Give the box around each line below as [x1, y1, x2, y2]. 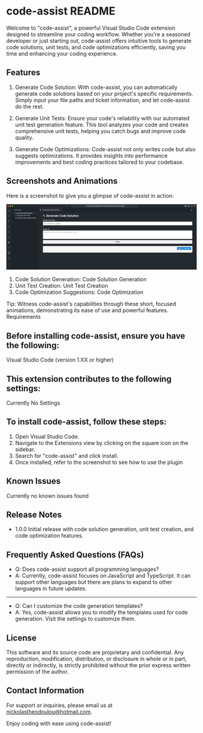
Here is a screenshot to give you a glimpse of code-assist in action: [6, 192, 174, 199]
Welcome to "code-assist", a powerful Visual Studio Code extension [6, 24, 175, 31]
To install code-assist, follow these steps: [6, 417, 167, 427]
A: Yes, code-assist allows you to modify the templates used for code [14, 609, 188, 616]
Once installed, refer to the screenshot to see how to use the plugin [14, 458, 183, 466]
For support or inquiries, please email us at [6, 702, 113, 709]
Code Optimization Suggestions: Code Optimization [14, 288, 144, 296]
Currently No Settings [6, 399, 60, 406]
